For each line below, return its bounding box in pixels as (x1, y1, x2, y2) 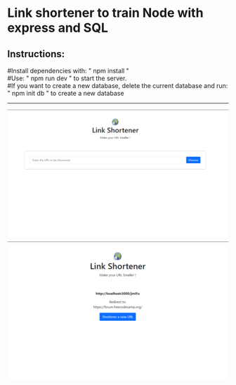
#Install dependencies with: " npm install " (7, 67, 130, 75)
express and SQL (7, 20, 109, 36)
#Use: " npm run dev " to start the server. (7, 74, 127, 82)
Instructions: (7, 48, 65, 60)
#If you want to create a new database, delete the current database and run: (7, 82, 228, 89)
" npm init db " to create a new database (7, 89, 124, 97)
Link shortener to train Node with (7, 5, 204, 21)
